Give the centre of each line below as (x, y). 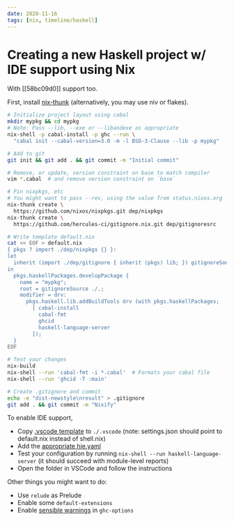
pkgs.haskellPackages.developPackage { (71, 275)
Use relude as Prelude (49, 495)
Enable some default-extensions (65, 503)
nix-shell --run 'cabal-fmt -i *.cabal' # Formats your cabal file (109, 373)
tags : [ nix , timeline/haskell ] (53, 20)
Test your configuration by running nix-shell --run (91, 453)
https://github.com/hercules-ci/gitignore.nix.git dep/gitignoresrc (115, 224)
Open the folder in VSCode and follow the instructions (95, 469)
